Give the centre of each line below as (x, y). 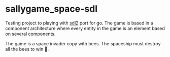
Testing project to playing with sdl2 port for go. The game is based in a (79, 23)
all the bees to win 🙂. (27, 49)
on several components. (30, 34)
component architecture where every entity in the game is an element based (85, 28)
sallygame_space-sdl (52, 9)
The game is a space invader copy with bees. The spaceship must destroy (83, 43)
